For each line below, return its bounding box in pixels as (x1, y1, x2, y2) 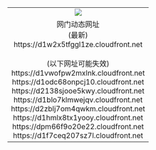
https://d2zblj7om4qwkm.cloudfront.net (11, 104, 146, 114)
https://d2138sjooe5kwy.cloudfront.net (11, 86, 145, 96)
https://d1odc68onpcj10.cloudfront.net (11, 76, 145, 86)
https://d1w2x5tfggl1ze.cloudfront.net (13, 39, 143, 49)
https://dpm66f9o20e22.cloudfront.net (11, 121, 145, 131)
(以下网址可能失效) (46, 59, 110, 69)
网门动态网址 (56, 19, 100, 29)
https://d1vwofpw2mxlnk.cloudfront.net (11, 68, 145, 78)
